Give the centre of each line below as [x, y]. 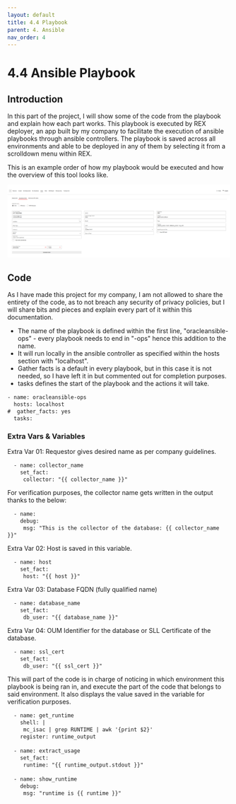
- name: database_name [47, 604]
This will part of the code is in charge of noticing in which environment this [116, 680]
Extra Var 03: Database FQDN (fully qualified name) [82, 590]
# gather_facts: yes [39, 411]
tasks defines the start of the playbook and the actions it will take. [113, 383]
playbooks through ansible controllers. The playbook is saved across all [112, 139]
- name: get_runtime [44, 716]
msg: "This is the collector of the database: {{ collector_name [121, 528]
